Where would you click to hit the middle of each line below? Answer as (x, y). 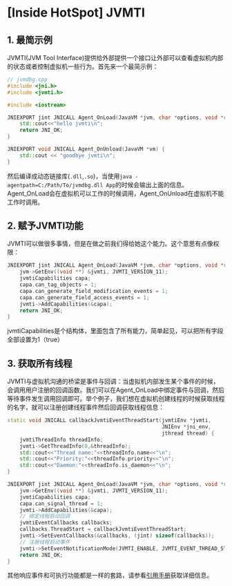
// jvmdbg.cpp (28, 79)
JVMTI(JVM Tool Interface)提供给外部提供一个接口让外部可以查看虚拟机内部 (115, 58)
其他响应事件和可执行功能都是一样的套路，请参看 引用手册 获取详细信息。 (110, 576)
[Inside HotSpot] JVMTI (76, 13)
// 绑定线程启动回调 (45, 516)
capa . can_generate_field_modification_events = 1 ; (94, 291)
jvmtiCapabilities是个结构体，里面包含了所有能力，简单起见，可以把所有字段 (115, 331)
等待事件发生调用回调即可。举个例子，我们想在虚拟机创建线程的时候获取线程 (116, 399)
